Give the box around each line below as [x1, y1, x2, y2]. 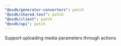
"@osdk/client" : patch [5, 16, 52, 21]
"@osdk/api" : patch [5, 21, 46, 26]
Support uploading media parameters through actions [5, 35, 116, 41]
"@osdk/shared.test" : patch [5, 12, 64, 17]
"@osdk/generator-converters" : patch [5, 7, 84, 12]
